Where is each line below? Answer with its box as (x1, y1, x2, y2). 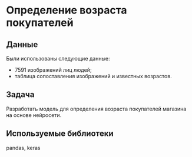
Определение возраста (6, 4, 128, 17)
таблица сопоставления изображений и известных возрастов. (14, 73, 172, 79)
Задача (6, 89, 35, 100)
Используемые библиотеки (6, 129, 114, 139)
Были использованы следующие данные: (6, 55, 110, 62)
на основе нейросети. (6, 111, 62, 118)
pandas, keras (6, 144, 41, 151)
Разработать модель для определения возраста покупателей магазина (6, 105, 187, 112)
